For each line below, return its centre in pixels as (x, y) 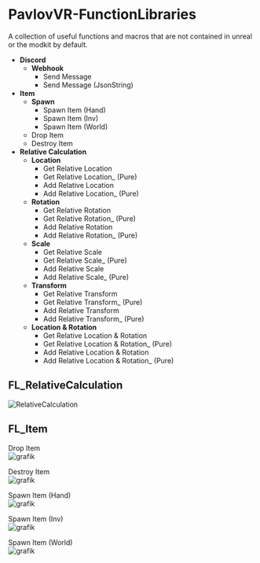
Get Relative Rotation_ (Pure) (89, 219)
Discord (33, 60)
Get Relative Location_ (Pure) (90, 177)
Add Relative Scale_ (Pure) (86, 277)
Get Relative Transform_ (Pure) (93, 302)
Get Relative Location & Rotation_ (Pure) (108, 344)
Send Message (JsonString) (88, 85)
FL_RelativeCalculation (66, 386)
